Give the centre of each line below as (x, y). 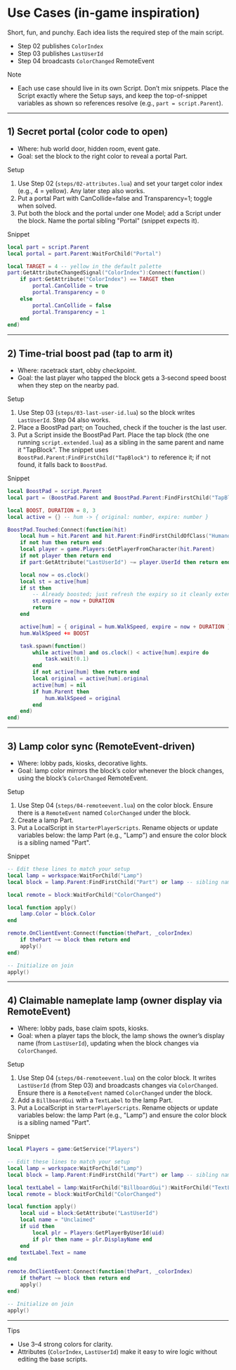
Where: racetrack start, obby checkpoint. (77, 371)
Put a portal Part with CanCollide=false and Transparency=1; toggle (115, 198)
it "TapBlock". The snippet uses (63, 450)
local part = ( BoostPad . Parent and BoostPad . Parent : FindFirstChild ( (110, 498)
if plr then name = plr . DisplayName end (92, 1239)
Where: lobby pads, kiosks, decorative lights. (83, 763)
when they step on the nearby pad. (68, 386)
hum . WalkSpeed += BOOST (55, 633)
